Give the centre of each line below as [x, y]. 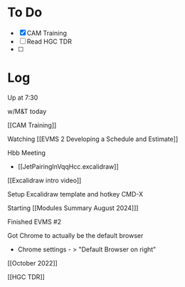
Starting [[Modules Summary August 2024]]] [73, 208]
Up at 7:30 [23, 98]
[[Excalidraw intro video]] [44, 180]
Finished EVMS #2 [35, 221]
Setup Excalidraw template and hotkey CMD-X [75, 194]
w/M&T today [27, 111]
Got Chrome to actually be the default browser [75, 235]
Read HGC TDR [49, 41]
